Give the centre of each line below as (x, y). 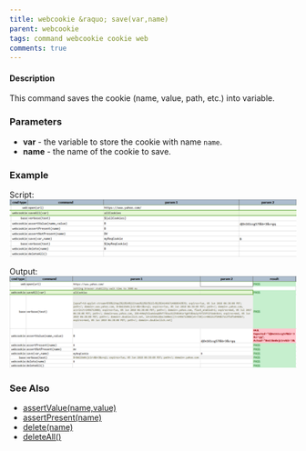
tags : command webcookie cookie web (79, 38)
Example (29, 175)
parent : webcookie (44, 29)
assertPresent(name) (62, 417)
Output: (24, 272)
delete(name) (48, 427)
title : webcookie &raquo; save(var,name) (89, 19)
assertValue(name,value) (69, 408)
